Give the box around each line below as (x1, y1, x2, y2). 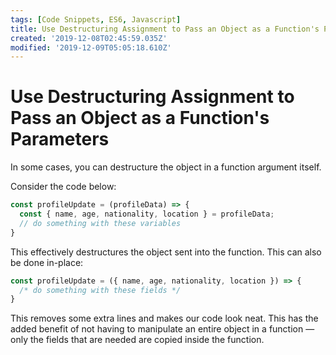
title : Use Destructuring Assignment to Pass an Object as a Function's (10, 24, 320, 34)
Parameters (10, 128, 110, 151)
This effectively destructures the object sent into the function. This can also (10, 246, 322, 258)
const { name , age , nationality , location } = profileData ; (19, 209, 275, 220)
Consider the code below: (10, 181, 117, 193)
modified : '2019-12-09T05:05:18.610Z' (10, 42, 172, 53)
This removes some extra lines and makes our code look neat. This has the (10, 312, 319, 325)
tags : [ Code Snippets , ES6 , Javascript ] (10, 14, 182, 25)
